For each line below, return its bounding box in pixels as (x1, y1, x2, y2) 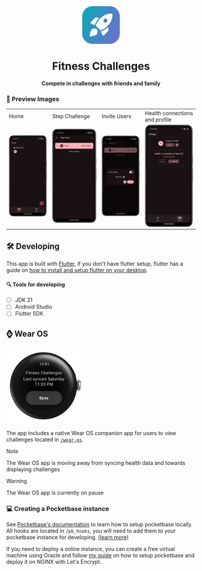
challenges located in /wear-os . (6, 436, 84, 443)
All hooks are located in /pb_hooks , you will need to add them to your (6, 527, 176, 534)
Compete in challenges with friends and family (41, 80, 161, 87)
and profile (145, 116, 172, 123)
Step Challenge (52, 113, 90, 120)
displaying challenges (6, 466, 60, 473)
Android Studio (14, 303, 52, 310)
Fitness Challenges (52, 60, 150, 73)
